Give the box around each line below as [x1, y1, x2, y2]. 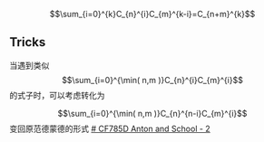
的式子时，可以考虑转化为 [9, 90, 105, 100]
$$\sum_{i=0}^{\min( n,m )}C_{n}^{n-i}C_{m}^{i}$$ [57, 108, 248, 118]
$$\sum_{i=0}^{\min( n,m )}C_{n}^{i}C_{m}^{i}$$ [62, 74, 243, 85]
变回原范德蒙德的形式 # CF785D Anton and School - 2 [9, 123, 210, 134]
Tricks [9, 34, 46, 50]
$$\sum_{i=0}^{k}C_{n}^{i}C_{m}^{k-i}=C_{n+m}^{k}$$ [49, 9, 256, 19]
